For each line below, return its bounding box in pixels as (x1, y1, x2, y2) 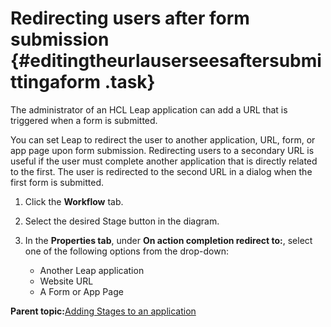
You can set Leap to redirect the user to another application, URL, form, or (10, 133, 316, 146)
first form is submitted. (10, 176, 105, 188)
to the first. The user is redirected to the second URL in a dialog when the (10, 165, 313, 177)
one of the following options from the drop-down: (24, 245, 229, 257)
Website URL (39, 275, 94, 287)
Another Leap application (39, 264, 145, 276)
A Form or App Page (39, 285, 124, 297)
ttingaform (10, 71, 102, 94)
